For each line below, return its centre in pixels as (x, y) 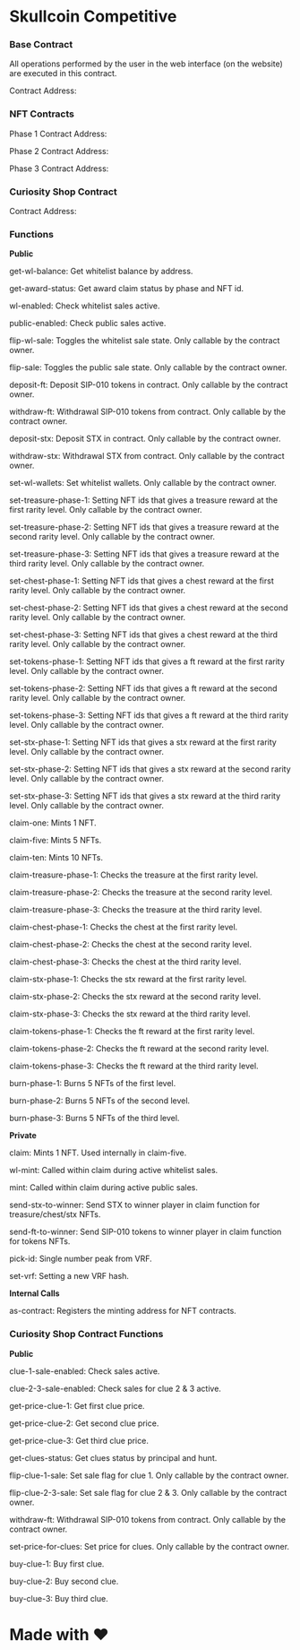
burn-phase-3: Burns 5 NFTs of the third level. (94, 1119)
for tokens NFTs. (40, 1241)
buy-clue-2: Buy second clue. (64, 1581)
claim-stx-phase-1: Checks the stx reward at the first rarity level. (128, 980)
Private (23, 1136)
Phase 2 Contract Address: (59, 151)
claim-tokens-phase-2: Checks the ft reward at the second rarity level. (139, 1049)
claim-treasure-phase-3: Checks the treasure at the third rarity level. (136, 910)
